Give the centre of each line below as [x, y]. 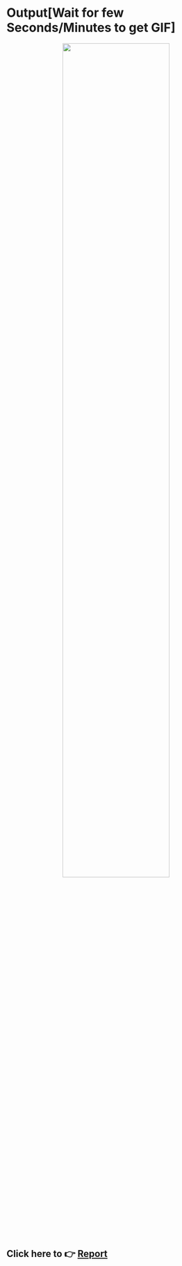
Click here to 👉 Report [57, 1254]
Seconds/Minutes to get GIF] [91, 28]
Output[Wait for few [65, 13]
